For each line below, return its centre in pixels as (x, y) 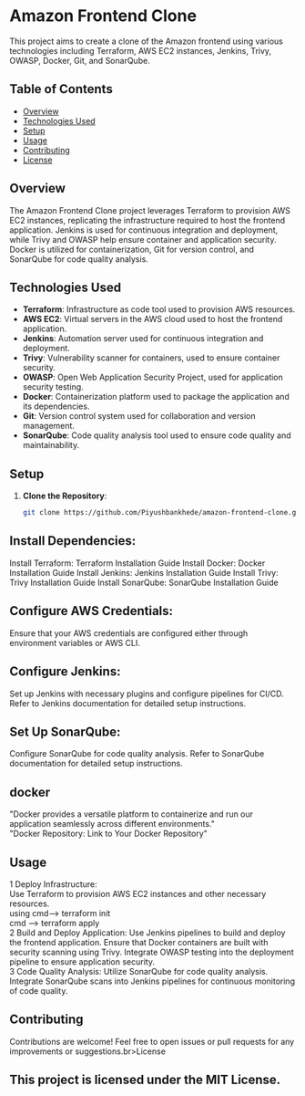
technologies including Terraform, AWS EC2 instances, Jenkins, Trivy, (140, 50)
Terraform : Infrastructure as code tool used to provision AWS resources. (159, 309)
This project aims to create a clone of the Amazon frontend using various (147, 41)
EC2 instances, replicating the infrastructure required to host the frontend (147, 220)
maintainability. (51, 445)
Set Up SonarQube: (65, 731)
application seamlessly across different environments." (112, 824)
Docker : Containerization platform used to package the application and (156, 397)
